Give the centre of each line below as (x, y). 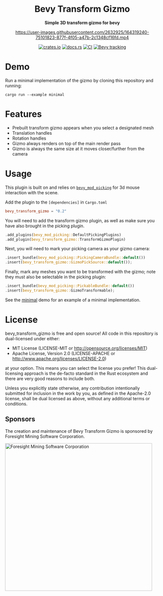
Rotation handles (29, 138)
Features (23, 114)
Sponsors (20, 419)
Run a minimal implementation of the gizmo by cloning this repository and (79, 80)
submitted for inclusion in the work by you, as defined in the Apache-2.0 (78, 393)
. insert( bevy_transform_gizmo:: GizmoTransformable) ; (60, 291)
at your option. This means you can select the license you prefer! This (75, 368)
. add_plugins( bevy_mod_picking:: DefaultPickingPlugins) (63, 235)
